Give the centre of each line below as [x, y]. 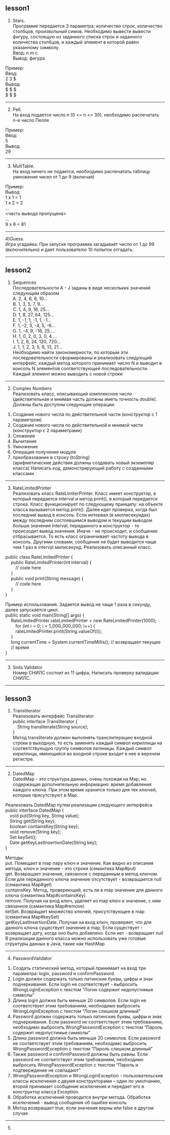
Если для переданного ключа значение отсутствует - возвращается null [83, 879]
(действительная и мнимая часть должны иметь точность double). [85, 399]
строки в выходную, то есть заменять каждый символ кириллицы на [87, 743]
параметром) [27, 419]
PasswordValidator [32, 958]
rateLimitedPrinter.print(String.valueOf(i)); [58, 631]
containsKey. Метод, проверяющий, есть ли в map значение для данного [84, 890]
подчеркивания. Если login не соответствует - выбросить [75, 984]
